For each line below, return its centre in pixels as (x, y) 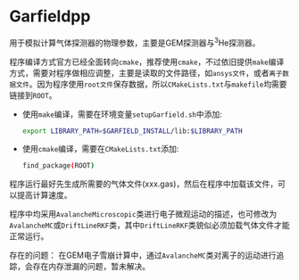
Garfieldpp (50, 16)
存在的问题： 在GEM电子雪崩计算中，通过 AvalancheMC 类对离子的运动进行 (143, 255)
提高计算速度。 (44, 195)
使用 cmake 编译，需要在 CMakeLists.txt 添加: (100, 149)
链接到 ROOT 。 (33, 95)
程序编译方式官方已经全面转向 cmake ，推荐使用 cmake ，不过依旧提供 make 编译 (147, 62)
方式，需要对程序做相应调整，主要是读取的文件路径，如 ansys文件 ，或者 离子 (146, 72)
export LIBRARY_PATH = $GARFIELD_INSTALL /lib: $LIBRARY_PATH (132, 131)
